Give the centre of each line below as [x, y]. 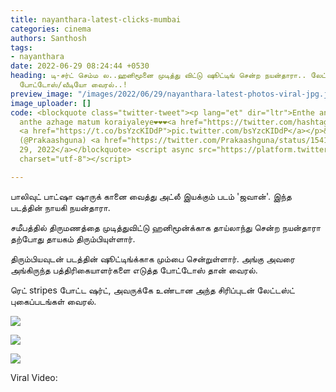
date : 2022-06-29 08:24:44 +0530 [80, 66]
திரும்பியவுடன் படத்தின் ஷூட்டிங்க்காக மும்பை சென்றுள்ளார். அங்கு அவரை [153, 258]
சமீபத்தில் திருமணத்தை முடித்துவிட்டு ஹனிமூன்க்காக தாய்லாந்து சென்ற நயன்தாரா [166, 227]
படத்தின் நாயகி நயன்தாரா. [60, 207]
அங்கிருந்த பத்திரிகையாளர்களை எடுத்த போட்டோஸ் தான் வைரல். [134, 270]
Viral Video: [34, 377]
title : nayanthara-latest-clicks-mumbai [96, 19]
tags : [21, 47]
